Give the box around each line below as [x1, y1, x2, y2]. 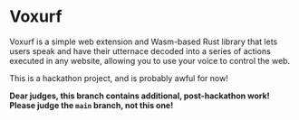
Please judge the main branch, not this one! [9, 99, 174, 110]
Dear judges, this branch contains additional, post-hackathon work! [9, 90, 270, 101]
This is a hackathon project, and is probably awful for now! [9, 72, 228, 83]
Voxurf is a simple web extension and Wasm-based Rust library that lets [9, 36, 278, 47]
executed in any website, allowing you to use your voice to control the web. [9, 55, 291, 66]
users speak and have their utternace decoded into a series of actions [9, 45, 272, 56]
